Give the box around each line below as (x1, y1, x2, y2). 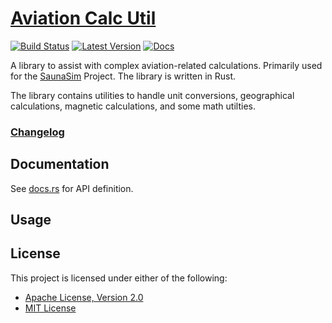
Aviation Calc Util (10, 7, 157, 30)
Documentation (10, 156, 110, 173)
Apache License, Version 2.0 (24, 291, 144, 303)
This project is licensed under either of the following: (10, 272, 228, 284)
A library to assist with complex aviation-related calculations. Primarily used (10, 59, 323, 71)
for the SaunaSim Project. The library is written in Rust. (10, 70, 237, 82)
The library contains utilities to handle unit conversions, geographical (10, 89, 295, 101)
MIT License (24, 302, 77, 314)
